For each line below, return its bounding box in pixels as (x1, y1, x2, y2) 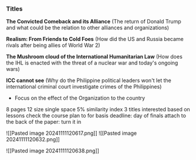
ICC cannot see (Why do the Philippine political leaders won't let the (6, 77, 171, 84)
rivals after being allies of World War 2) (6, 42, 101, 49)
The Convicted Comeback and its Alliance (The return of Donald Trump (6, 18, 181, 25)
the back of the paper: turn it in (6, 118, 82, 125)
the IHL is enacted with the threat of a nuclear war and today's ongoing (6, 59, 178, 66)
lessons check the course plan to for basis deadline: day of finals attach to (6, 112, 187, 119)
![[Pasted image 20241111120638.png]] (6, 147, 100, 154)
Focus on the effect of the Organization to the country (14, 94, 146, 101)
